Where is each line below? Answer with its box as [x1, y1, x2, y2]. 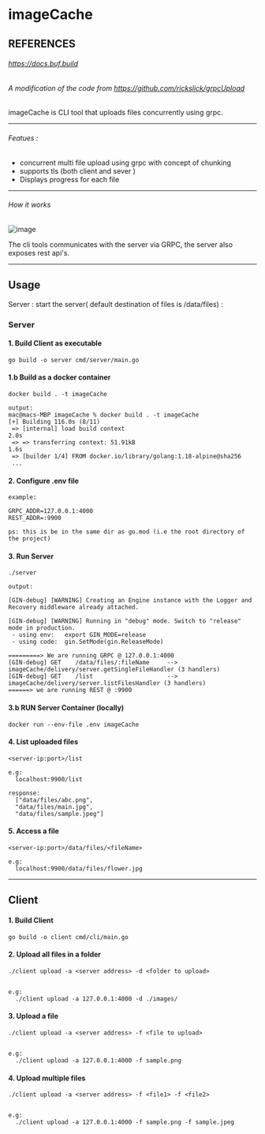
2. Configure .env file [8, 476, 79, 485]
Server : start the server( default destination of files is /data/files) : [8, 299, 223, 309]
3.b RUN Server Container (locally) [8, 702, 125, 712]
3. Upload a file [8, 1012, 59, 1021]
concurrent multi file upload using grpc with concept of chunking [19, 158, 231, 167]
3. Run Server [8, 551, 54, 561]
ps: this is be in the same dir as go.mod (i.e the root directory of [8, 528, 245, 536]
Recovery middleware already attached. [8, 604, 140, 612]
